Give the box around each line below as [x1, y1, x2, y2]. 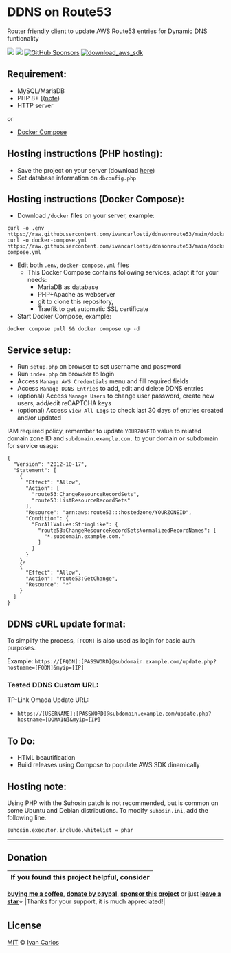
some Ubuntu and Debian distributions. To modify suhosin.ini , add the [7, 806, 208, 814]
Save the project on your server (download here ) [16, 166, 155, 174]
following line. [7, 813, 47, 822]
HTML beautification [16, 753, 76, 762]
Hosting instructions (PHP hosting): [7, 148, 163, 160]
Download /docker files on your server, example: [16, 211, 155, 220]
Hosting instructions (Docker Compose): [7, 193, 184, 205]
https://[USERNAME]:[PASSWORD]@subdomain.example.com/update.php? [16, 710, 212, 718]
